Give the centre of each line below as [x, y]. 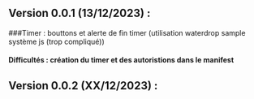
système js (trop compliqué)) [57, 41]
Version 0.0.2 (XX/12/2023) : [83, 86]
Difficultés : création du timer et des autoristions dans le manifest [121, 60]
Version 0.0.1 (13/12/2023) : [80, 13]
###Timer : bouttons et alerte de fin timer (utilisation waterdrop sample [127, 32]
